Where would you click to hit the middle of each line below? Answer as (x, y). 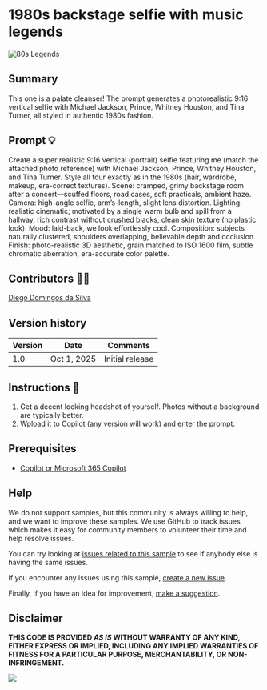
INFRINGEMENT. (36, 663)
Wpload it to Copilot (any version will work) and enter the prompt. (128, 423)
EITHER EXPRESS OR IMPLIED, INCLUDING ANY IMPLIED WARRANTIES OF (133, 646)
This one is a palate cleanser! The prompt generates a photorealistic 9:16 (128, 98)
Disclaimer (36, 618)
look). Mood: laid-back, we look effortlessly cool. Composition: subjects (127, 228)
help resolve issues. (41, 538)
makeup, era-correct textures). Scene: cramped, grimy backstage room (126, 185)
